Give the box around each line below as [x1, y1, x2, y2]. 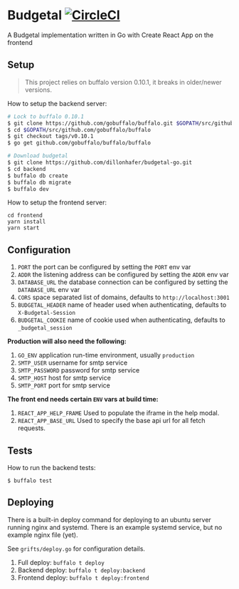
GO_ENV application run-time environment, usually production [17, 351, 195, 360]
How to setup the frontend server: [7, 198, 107, 207]
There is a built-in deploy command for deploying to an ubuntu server [7, 515, 211, 523]
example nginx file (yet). [7, 531, 78, 539]
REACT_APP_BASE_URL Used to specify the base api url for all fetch [17, 417, 206, 425]
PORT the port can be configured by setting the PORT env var [17, 263, 191, 271]
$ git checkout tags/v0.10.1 [7, 132, 94, 140]
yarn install [7, 218, 46, 226]
